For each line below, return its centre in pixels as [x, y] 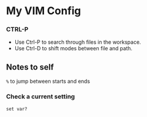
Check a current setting [41, 97]
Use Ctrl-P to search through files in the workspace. [78, 42]
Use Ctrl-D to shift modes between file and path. [73, 48]
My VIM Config [44, 11]
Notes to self [30, 67]
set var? [17, 109]
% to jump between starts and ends [48, 82]
